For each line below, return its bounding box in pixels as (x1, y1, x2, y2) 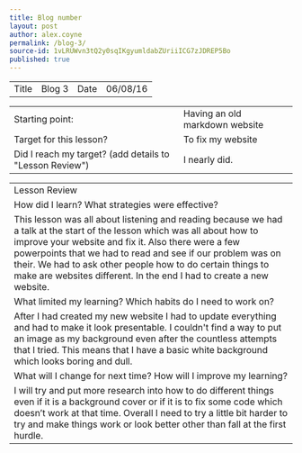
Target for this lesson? (13, 133, 108, 145)
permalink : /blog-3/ (9, 38, 87, 48)
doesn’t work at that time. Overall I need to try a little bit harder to (13, 407, 289, 419)
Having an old (182, 107, 242, 120)
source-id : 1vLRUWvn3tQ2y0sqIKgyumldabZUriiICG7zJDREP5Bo (9, 47, 231, 56)
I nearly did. (182, 154, 234, 166)
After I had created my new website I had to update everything (13, 310, 277, 322)
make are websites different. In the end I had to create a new (13, 269, 270, 282)
